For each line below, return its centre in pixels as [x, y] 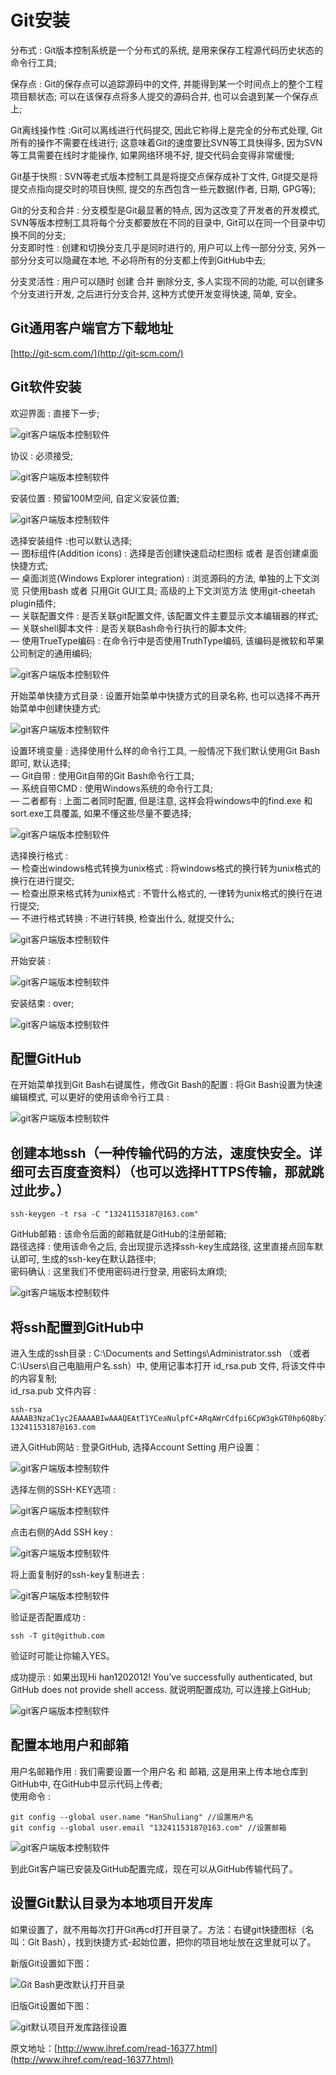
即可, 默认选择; [41, 763]
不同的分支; [42, 235]
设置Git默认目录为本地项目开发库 [111, 1903]
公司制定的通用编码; [51, 653]
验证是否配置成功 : [48, 1617]
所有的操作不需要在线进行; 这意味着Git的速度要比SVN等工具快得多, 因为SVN [166, 142]
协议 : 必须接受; [42, 455]
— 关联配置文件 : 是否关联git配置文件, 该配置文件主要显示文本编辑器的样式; [164, 615]
